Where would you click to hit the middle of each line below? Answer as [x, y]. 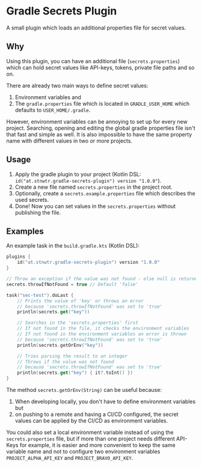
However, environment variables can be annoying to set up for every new [97, 121]
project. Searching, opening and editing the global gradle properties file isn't [101, 128]
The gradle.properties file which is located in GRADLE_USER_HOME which [102, 103]
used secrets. [32, 200]
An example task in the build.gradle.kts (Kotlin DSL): [73, 246]
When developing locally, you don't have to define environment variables [105, 401]
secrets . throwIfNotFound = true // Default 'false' [72, 284]
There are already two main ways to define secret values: [77, 85]
